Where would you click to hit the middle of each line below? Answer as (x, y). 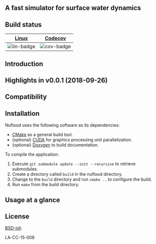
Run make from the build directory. (46, 185)
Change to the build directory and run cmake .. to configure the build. (82, 179)
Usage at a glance (33, 200)
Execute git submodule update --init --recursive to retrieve (74, 164)
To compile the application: (32, 154)
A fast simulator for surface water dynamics (73, 8)
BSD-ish (13, 228)
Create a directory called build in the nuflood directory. (67, 174)
